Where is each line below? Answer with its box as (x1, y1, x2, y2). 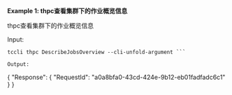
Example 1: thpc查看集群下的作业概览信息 (7, 7, 128, 15)
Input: (7, 35, 24, 44)
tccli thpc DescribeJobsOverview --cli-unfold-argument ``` (7, 49, 187, 55)
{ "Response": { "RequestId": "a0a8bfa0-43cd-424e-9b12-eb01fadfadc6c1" (7, 73, 226, 81)
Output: (7, 61, 30, 68)
